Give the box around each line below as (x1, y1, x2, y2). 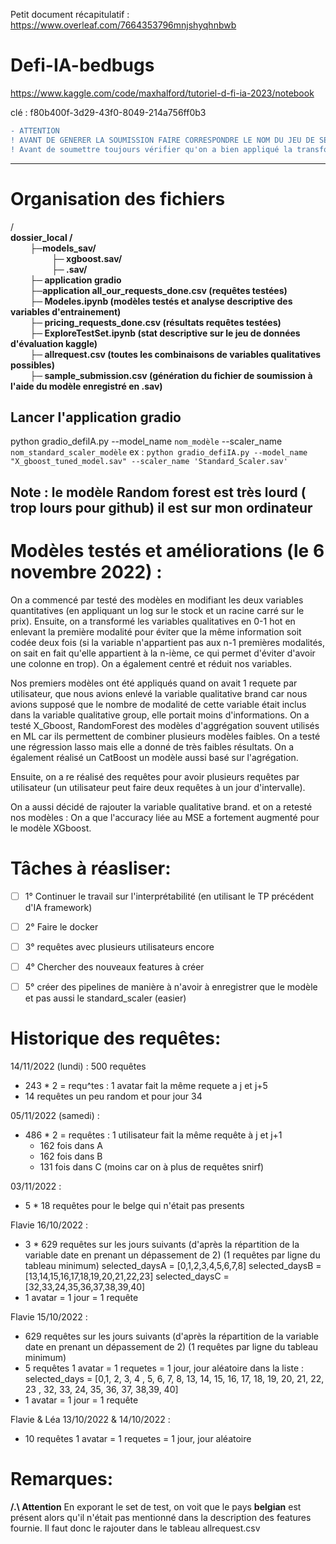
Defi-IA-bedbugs (10, 54, 155, 77)
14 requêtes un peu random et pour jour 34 (24, 1090, 203, 1102)
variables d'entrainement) (10, 305, 122, 318)
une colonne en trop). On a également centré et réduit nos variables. (10, 657, 293, 669)
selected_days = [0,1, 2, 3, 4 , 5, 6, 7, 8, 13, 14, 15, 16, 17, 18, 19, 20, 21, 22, (24, 1372, 325, 1384)
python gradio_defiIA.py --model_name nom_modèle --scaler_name (10, 435, 283, 448)
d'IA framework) (24, 901, 93, 913)
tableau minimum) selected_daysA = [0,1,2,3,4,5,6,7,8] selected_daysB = (24, 1259, 322, 1271)
